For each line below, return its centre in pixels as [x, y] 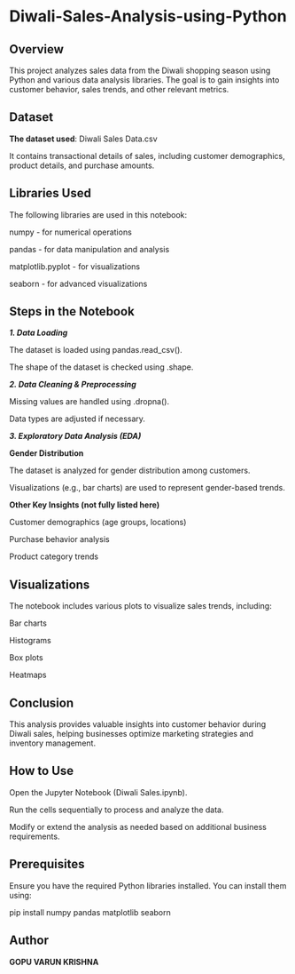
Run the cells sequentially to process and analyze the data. [116, 810]
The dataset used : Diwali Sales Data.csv [83, 139]
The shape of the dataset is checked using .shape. [101, 367]
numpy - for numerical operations [71, 232]
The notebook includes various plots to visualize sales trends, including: [140, 606]
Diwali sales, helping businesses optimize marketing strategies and [132, 734]
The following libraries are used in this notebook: [98, 214]
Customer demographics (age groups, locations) [98, 523]
